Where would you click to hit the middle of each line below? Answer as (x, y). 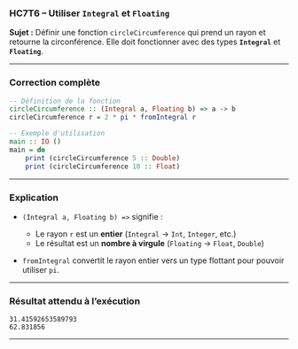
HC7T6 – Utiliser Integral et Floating (90, 13)
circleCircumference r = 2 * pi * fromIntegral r (103, 118)
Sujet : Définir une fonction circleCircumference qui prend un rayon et (137, 33)
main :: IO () (35, 142)
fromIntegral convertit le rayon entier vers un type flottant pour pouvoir (153, 260)
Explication (34, 198)
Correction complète (55, 82)
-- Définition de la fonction (65, 101)
